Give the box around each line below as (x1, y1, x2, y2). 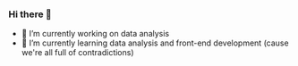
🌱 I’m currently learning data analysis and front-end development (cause (21, 37, 289, 48)
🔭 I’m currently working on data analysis (21, 29, 170, 39)
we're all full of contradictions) (21, 47, 135, 58)
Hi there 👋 (8, 8, 53, 21)
